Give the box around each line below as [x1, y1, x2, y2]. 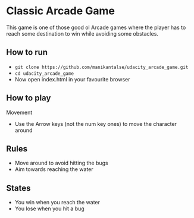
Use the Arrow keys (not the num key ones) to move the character [14, 120, 177, 127]
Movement [6, 109, 33, 116]
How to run [6, 48, 48, 58]
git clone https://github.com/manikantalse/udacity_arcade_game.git [14, 64, 189, 70]
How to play [6, 93, 51, 103]
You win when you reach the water [14, 199, 100, 206]
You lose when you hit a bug [14, 205, 85, 212]
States [6, 183, 31, 193]
